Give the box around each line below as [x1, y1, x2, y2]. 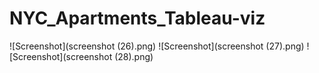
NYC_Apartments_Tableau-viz [9, 7, 266, 30]
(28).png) [114, 50, 154, 62]
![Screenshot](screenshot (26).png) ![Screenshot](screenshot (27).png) [9, 40, 305, 52]
